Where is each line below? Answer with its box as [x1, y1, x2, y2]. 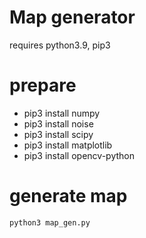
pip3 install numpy [23, 107, 101, 119]
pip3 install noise [23, 117, 94, 130]
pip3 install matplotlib [23, 139, 113, 151]
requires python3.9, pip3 [9, 39, 111, 51]
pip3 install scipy [23, 128, 94, 140]
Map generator [9, 6, 136, 29]
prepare [9, 74, 77, 97]
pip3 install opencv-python [23, 149, 135, 161]
